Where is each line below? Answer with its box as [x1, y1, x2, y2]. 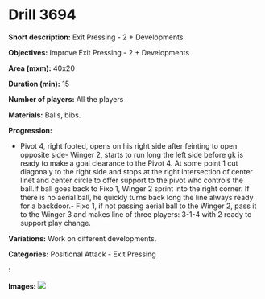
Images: [8, 281, 36, 291]
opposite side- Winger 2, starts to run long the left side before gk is [19, 149, 244, 159]
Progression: [8, 125, 53, 135]
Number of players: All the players [8, 94, 124, 104]
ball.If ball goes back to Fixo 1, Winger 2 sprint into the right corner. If [19, 183, 250, 194]
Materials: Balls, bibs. [8, 110, 81, 120]
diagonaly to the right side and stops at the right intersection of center [19, 166, 254, 176]
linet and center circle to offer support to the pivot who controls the [19, 175, 244, 185]
